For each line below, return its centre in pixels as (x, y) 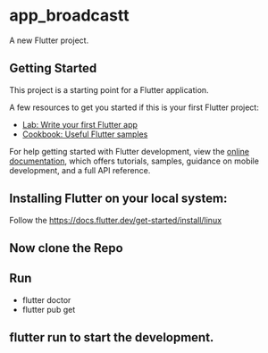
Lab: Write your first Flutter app (80, 124)
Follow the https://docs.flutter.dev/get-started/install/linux (115, 220)
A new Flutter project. (49, 40)
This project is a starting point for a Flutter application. (109, 89)
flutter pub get (49, 309)
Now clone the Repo (66, 248)
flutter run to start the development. (112, 337)
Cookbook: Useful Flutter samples (85, 134)
